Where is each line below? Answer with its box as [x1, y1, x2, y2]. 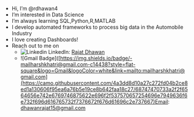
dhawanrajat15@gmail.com [20, 105, 86, 111]
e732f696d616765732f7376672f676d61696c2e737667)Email [20, 98, 168, 105]
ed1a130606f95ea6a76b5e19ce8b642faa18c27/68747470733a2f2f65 [20, 86, 188, 92]
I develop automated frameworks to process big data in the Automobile [11, 23, 183, 30]
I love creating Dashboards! [11, 36, 79, 43]
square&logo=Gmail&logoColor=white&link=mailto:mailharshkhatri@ [20, 67, 185, 74]
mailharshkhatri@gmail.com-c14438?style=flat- [20, 61, 136, 68]
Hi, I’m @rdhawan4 [11, 5, 58, 12]
